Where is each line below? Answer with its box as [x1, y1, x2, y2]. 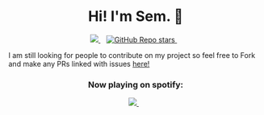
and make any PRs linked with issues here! [8, 59, 150, 68]
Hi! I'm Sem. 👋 [87, 7, 184, 26]
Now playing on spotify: [87, 79, 184, 90]
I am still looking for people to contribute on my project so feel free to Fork [8, 50, 256, 60]
